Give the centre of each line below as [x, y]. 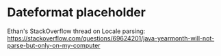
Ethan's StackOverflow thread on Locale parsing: [76, 31]
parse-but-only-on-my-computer [54, 45]
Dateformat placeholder [76, 12]
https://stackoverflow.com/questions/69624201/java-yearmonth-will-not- [111, 38]
